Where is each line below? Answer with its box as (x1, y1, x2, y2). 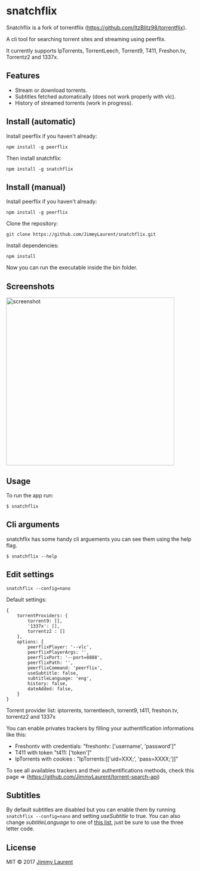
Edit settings (6, 570, 54, 580)
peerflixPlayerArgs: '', (27, 649, 90, 655)
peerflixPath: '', (27, 660, 73, 666)
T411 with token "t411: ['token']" (14, 749, 93, 756)
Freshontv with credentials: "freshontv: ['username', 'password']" (14, 742, 176, 750)
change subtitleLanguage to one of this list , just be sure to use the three (6, 819, 184, 826)
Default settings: (6, 596, 47, 603)
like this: (6, 731, 27, 738)
